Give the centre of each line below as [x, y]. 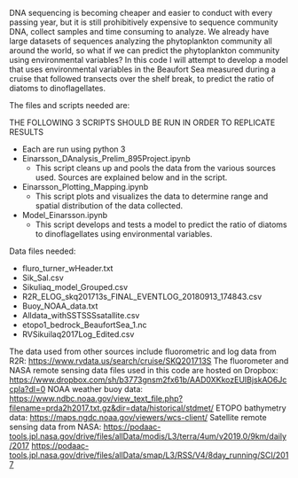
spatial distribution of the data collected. [109, 206]
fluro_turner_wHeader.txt [67, 268]
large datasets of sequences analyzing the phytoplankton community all [141, 41]
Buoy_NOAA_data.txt [60, 306]
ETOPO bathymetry [251, 408]
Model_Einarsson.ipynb [65, 215]
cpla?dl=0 [27, 389]
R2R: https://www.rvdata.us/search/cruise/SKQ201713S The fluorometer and [149, 361]
